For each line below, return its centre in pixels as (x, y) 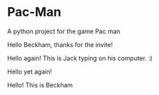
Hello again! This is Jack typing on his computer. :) (80, 58)
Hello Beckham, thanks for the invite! (60, 44)
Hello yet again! (30, 71)
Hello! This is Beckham (40, 85)
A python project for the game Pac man (64, 31)
